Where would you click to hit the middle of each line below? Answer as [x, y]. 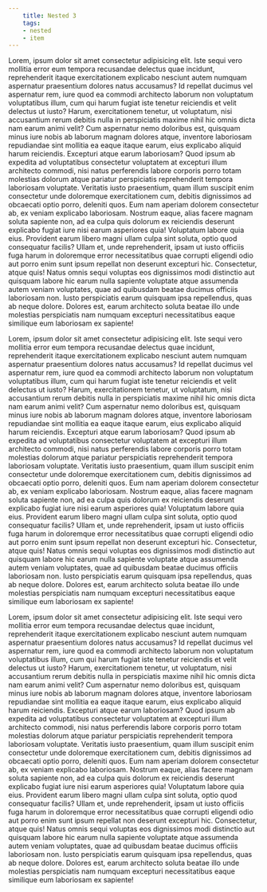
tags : [32, 23]
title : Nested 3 [50, 16]
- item [33, 38]
